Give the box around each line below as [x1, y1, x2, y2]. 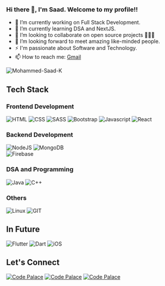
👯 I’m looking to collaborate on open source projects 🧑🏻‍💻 [14, 32, 155, 39]
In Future [6, 224, 40, 234]
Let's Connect [6, 257, 60, 268]
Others [6, 193, 27, 202]
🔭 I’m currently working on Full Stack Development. [14, 19, 141, 26]
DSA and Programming [6, 165, 74, 174]
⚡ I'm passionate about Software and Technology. [14, 45, 138, 52]
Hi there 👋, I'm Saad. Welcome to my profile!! [6, 5, 138, 14]
